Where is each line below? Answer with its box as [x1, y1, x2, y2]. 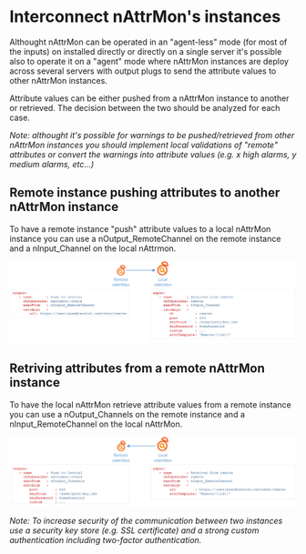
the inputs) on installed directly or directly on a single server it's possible [9, 45, 282, 56]
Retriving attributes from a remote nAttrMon [9, 361, 266, 377]
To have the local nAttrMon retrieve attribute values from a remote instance [9, 398, 291, 410]
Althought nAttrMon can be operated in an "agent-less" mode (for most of [9, 36, 288, 47]
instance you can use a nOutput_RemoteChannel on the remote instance [9, 233, 281, 244]
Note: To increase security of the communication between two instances [9, 515, 283, 526]
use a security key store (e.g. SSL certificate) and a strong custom [9, 525, 260, 536]
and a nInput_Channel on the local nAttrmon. [9, 243, 177, 254]
